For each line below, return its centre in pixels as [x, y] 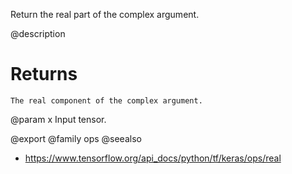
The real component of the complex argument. [106, 100]
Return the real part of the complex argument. [105, 14]
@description [38, 33]
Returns [44, 74]
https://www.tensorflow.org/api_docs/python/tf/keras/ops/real [153, 158]
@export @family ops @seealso [76, 138]
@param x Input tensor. [58, 119]
